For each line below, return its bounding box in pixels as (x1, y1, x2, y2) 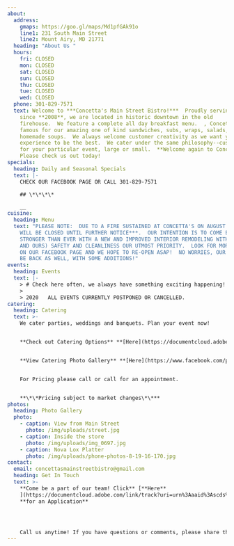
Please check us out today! (19, 152, 101, 160)
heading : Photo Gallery (13, 408, 82, 415)
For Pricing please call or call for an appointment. (19, 376, 179, 383)
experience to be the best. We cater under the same (19, 140, 179, 147)
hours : (13, 49, 33, 56)
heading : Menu (13, 216, 54, 223)
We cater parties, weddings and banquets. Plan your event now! (19, 320, 210, 327)
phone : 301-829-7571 (13, 101, 73, 108)
